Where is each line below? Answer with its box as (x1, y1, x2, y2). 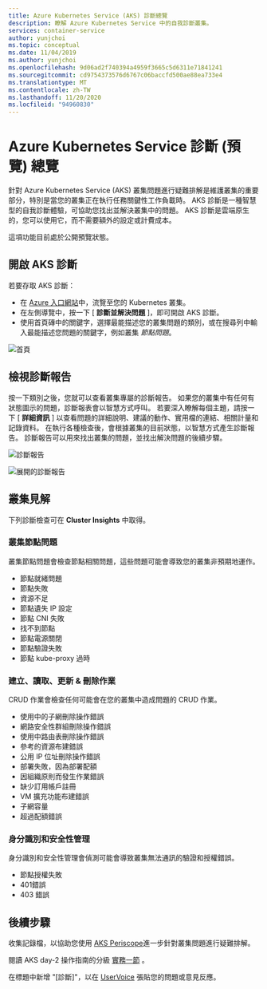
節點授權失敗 (19, 870, 62, 880)
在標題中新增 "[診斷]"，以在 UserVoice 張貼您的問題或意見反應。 (8, 972, 221, 982)
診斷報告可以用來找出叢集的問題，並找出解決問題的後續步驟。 (23, 433, 227, 442)
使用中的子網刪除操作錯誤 (19, 712, 104, 722)
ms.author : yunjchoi (8, 57, 77, 65)
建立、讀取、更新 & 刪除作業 (8, 675, 116, 686)
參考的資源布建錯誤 (19, 742, 84, 751)
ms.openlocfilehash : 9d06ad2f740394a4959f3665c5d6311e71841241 (8, 64, 223, 72)
